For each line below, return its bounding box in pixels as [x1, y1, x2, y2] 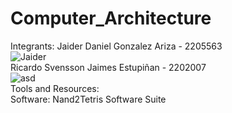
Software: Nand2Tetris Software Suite [10, 93, 167, 105]
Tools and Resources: [10, 82, 100, 94]
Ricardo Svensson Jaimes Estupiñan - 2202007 [10, 61, 207, 73]
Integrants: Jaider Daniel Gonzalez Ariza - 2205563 [10, 40, 223, 52]
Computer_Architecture [10, 7, 212, 30]
